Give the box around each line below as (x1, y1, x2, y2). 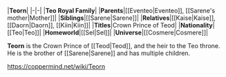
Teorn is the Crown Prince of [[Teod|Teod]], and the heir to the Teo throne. (7, 42, 220, 49)
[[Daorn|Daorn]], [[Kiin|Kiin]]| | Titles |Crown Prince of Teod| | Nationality (7, 21, 213, 29)
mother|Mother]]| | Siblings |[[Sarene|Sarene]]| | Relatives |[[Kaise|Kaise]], (7, 14, 216, 22)
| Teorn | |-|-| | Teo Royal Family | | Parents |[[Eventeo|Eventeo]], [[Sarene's (7, 7, 216, 14)
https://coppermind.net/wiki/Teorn (7, 63, 106, 70)
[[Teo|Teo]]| (7, 28, 41, 36)
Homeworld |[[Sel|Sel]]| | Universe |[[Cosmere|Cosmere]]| (44, 28, 209, 36)
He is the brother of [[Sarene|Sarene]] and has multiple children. (7, 49, 191, 57)
